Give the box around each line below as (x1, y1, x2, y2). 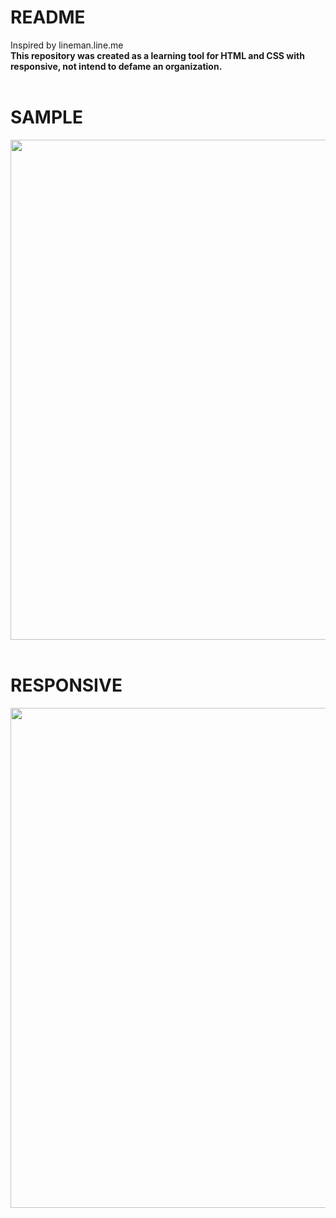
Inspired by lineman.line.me (10, 39, 124, 51)
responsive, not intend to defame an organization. (10, 60, 223, 72)
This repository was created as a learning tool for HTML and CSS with (10, 49, 305, 61)
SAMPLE (10, 106, 83, 129)
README (10, 6, 86, 29)
